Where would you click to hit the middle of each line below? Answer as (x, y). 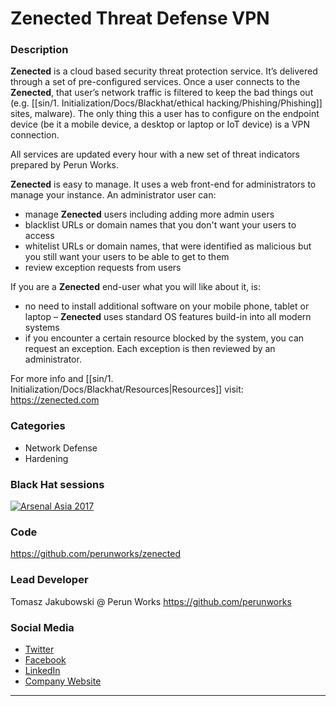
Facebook (45, 659)
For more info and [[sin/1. (62, 379)
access (39, 236)
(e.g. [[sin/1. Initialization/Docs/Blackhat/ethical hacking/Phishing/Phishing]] (166, 103)
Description (39, 50)
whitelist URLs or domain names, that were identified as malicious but (168, 246)
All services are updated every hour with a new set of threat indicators (155, 154)
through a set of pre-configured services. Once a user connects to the (155, 82)
